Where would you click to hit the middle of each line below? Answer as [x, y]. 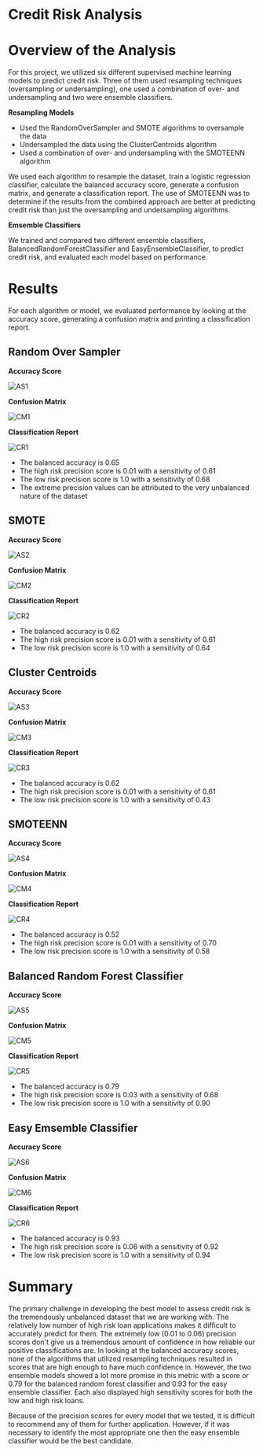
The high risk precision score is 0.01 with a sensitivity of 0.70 [118, 943]
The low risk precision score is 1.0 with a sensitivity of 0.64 [115, 647]
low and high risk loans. [46, 1400]
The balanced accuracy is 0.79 [69, 1086]
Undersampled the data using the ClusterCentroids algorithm [118, 145]
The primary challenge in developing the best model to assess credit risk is [130, 1308]
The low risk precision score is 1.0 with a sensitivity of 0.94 [115, 1255]
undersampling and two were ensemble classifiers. [90, 98]
